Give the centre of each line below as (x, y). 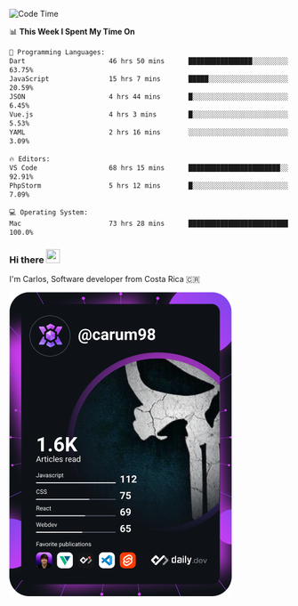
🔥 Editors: (30, 159)
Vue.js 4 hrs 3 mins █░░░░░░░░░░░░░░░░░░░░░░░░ (149, 115)
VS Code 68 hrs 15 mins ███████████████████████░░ (149, 168)
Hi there (27, 260)
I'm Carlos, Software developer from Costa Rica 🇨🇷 (105, 279)
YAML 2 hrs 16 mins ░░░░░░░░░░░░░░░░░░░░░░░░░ (149, 133)
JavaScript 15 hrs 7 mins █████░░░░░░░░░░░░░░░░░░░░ (149, 79)
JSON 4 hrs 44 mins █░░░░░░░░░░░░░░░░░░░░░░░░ (149, 97)
